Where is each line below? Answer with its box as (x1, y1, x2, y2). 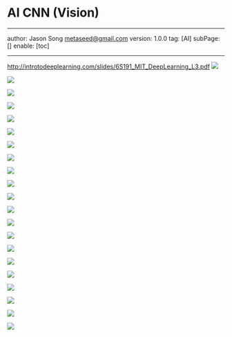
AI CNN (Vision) (7, 5, 99, 21)
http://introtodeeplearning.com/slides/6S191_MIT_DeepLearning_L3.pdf (7, 62, 211, 71)
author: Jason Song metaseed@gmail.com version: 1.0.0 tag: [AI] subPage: (7, 34, 220, 42)
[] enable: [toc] (7, 42, 50, 50)
